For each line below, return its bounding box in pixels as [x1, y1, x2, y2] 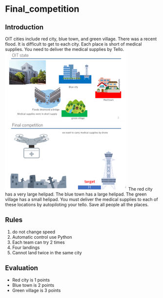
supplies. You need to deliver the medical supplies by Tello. [5, 47, 124, 52]
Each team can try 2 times [12, 239, 65, 245]
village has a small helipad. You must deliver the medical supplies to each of [5, 197, 158, 202]
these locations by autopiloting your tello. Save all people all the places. [5, 202, 149, 207]
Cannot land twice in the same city [12, 249, 82, 255]
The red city [128, 186, 153, 192]
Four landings [12, 244, 40, 250]
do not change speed [12, 229, 55, 235]
